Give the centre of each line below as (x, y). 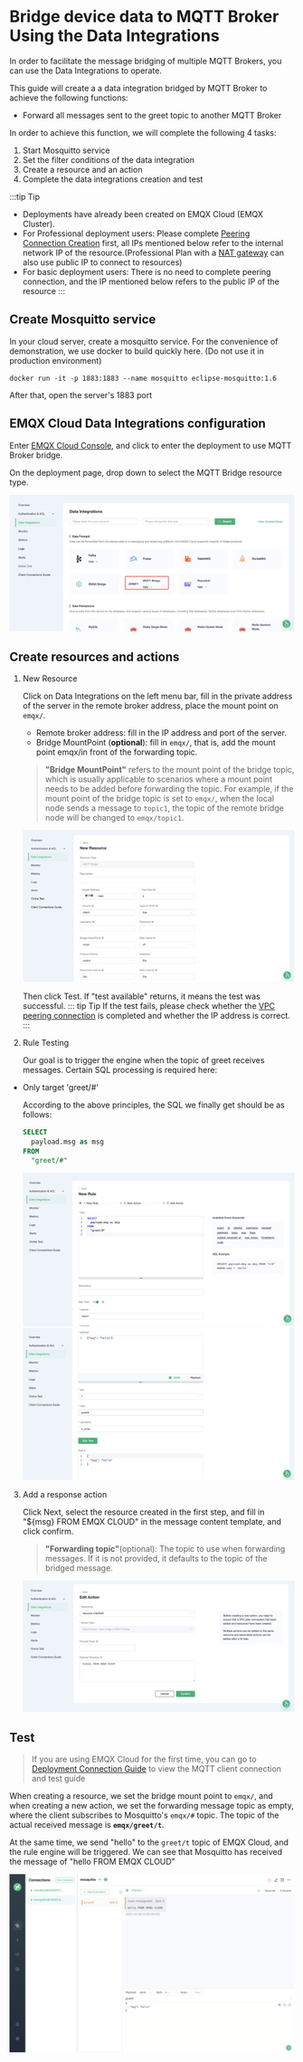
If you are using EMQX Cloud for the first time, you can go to (144, 1759)
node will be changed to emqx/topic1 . (114, 818)
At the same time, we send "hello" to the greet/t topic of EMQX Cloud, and (149, 1842)
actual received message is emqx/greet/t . (87, 1824)
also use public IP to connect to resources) (102, 262)
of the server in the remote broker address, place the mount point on (150, 706)
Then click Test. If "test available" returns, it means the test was (141, 996)
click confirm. (48, 1531)
